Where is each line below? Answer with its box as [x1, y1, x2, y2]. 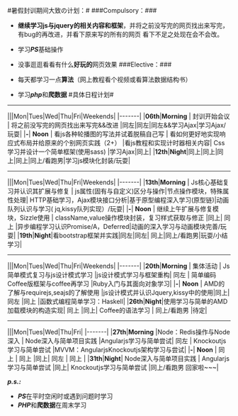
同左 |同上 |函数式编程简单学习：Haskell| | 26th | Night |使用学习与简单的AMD [7, 297, 228, 305]
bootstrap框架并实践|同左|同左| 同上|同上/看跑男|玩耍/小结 [59, 231, 228, 240]
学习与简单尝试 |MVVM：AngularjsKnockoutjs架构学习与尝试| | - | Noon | [7, 346, 217, 354]
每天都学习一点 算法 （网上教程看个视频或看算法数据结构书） [17, 75, 192, 84]
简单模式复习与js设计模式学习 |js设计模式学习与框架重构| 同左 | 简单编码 [7, 271, 217, 279]
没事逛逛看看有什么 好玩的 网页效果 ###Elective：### [17, 60, 172, 69]
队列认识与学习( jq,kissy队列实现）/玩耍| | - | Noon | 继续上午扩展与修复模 [7, 205, 220, 213]
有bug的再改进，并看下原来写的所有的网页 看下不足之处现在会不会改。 [17, 30, 224, 38]
